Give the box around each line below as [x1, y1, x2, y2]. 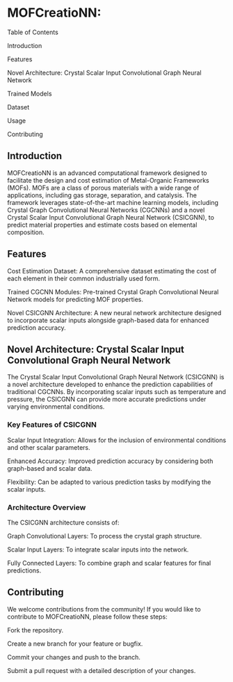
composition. [7, 228, 45, 236]
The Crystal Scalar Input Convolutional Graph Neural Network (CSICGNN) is [7, 373, 225, 381]
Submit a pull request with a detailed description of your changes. [7, 666, 196, 674]
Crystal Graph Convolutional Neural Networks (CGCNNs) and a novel [7, 206, 205, 214]
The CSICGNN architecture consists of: [7, 518, 120, 526]
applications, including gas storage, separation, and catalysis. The [7, 190, 197, 199]
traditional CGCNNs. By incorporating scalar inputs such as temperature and [7, 388, 226, 396]
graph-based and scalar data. [7, 464, 93, 472]
